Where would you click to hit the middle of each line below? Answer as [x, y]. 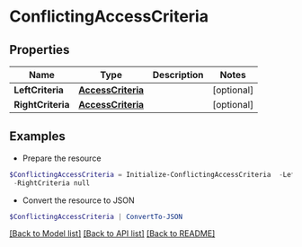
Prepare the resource [62, 158]
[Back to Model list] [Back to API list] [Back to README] [112, 234]
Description [178, 75]
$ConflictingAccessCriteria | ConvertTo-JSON [96, 216]
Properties [40, 50]
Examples [37, 137]
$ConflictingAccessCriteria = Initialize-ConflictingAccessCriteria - [146, 174]
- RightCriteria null [52, 183]
